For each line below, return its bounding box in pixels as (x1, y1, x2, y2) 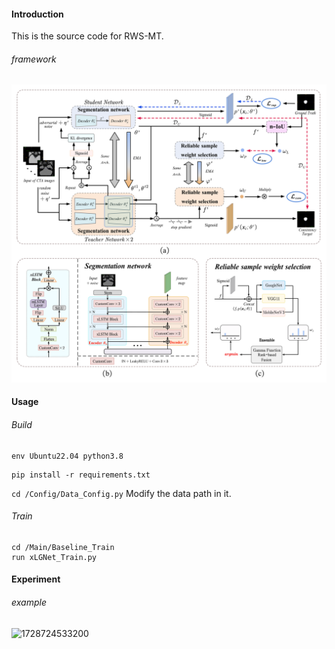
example (11, 596, 47, 609)
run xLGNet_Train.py (11, 552, 98, 562)
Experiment (11, 573, 61, 585)
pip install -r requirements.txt (11, 470, 151, 480)
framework (11, 53, 57, 65)
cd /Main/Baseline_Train (11, 542, 115, 552)
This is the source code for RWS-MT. (11, 30, 164, 42)
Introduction (11, 8, 64, 20)
